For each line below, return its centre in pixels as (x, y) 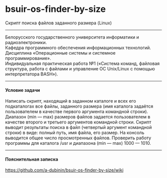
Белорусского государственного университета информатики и (72, 37)
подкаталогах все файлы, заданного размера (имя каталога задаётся (79, 106)
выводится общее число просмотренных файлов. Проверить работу (78, 138)
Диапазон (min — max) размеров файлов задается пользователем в (78, 117)
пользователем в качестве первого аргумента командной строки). (77, 112)
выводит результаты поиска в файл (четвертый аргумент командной (79, 127)
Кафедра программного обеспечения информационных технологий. (78, 48)
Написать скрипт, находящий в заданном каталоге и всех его (71, 101)
